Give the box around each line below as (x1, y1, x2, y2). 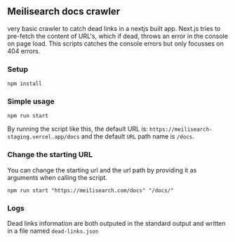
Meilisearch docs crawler (7, 6, 121, 18)
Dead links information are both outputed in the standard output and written (7, 219, 226, 227)
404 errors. (7, 46, 41, 55)
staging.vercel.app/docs (7, 134, 80, 141)
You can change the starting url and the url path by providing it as (7, 165, 197, 174)
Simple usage (7, 96, 55, 106)
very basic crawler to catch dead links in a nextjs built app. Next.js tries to (7, 24, 221, 32)
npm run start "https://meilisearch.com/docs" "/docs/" (7, 186, 174, 194)
